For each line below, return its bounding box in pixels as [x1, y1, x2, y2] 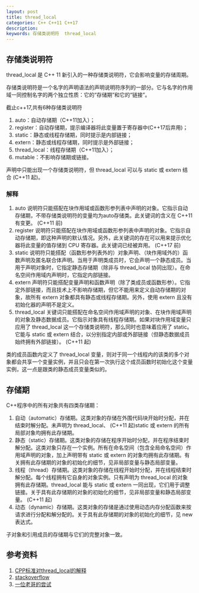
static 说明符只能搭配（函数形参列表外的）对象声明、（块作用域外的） [14, 249, 183, 256]
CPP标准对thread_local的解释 [14, 567, 87, 574]
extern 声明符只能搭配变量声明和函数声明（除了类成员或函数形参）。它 [14, 279, 185, 286]
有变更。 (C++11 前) [14, 219, 63, 226]
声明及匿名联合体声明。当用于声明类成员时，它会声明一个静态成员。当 [20, 257, 191, 264]
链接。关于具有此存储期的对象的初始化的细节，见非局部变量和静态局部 [14, 488, 187, 496]
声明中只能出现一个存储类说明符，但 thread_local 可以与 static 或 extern [6, 166, 182, 173]
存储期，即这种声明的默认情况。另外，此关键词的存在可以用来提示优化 [20, 234, 191, 241]
